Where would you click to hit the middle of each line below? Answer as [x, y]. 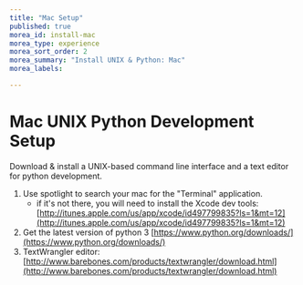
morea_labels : [37, 69]
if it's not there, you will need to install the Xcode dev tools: [147, 203]
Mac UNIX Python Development [132, 122]
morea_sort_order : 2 [49, 52]
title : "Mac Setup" [47, 18]
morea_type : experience [55, 43]
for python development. [56, 176]
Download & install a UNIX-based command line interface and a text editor [149, 166]
